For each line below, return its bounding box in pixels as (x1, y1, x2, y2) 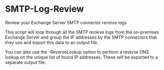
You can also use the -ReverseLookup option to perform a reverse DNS (5, 49, 149, 55)
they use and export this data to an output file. (5, 39, 99, 45)
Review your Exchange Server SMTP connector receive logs (5, 20, 127, 25)
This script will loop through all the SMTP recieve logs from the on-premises (5, 29, 160, 35)
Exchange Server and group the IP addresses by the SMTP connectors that (5, 34, 157, 40)
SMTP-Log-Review (5, 3, 84, 15)
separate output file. (5, 59, 46, 65)
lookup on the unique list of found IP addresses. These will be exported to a (5, 54, 158, 60)
